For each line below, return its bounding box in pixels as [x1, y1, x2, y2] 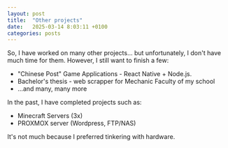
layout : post [7, 10, 45, 17]
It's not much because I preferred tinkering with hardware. [7, 133, 176, 141]
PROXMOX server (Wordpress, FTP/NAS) [17, 119, 136, 128]
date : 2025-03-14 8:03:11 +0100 [7, 23, 108, 30]
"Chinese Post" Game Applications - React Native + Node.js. [17, 70, 192, 78]
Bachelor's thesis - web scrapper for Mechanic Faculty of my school [17, 77, 215, 86]
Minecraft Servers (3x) [17, 112, 83, 120]
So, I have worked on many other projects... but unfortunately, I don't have [7, 49, 222, 57]
